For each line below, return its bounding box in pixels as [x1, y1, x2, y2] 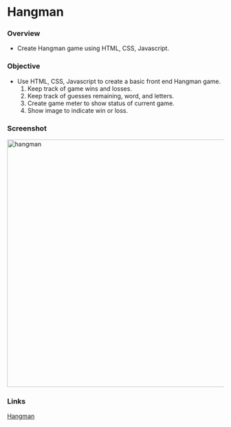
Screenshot [7, 123, 47, 133]
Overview [7, 29, 41, 39]
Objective [7, 61, 41, 71]
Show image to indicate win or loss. [27, 106, 129, 114]
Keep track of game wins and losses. [27, 84, 133, 93]
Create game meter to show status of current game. [27, 99, 175, 107]
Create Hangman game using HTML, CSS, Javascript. [16, 44, 170, 52]
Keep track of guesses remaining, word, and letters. [27, 91, 174, 100]
